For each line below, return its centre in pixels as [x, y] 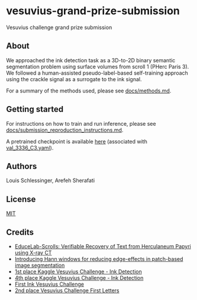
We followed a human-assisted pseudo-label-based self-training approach [97, 73]
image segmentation [40, 265]
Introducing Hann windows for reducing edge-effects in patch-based [99, 259]
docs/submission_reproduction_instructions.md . [65, 130]
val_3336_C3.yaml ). [30, 148]
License [21, 199]
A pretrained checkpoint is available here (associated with [77, 141]
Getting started [35, 109]
